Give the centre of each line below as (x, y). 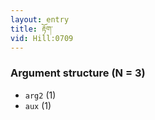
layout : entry (40, 19)
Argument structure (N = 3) (78, 73)
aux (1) (38, 105)
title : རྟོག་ (31, 29)
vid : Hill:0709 (42, 38)
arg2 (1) (40, 95)
